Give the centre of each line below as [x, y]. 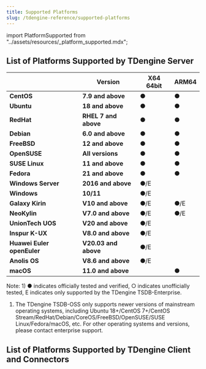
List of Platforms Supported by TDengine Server [100, 61]
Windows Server [34, 183]
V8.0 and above [106, 234]
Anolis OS [24, 261]
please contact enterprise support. [59, 330]
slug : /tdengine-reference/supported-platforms [68, 18]
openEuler [25, 251]
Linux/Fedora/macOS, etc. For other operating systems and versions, [102, 324]
